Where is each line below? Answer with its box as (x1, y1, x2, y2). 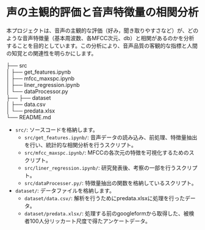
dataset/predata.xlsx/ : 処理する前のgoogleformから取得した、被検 (24, 209, 195, 217)
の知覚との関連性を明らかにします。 (6, 49, 97, 57)
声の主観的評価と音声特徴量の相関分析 (6, 5, 200, 19)
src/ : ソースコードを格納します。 (15, 126, 99, 133)
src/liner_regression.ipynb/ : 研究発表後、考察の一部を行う (24, 164, 176, 171)
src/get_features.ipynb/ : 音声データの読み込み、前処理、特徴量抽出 (24, 133, 198, 141)
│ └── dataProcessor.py (6, 88, 68, 95)
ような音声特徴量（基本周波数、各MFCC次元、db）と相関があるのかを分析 (6, 34, 195, 41)
